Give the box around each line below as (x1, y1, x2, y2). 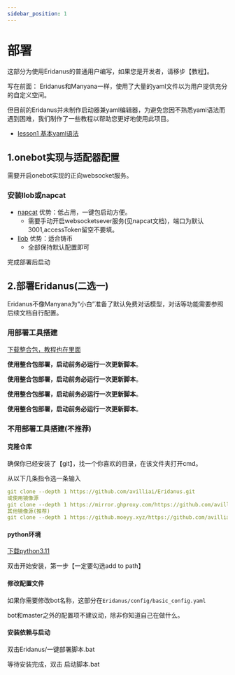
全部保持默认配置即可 (27, 243, 90, 251)
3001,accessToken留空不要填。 (27, 225, 119, 234)
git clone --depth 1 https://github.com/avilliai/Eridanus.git (7, 488, 196, 495)
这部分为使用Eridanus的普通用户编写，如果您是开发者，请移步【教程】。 (7, 67, 213, 76)
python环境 (7, 530, 41, 539)
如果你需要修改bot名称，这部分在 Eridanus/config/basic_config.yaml (7, 596, 206, 604)
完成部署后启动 (7, 257, 50, 266)
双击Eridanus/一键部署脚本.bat (7, 645, 95, 653)
